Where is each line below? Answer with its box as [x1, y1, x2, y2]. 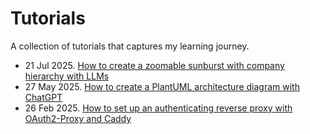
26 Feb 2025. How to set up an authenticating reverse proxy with [24, 102, 293, 114]
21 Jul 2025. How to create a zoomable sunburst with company [24, 59, 285, 71]
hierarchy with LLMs [24, 70, 110, 82]
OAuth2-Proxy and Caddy [24, 112, 132, 124]
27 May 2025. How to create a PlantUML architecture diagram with [24, 80, 300, 92]
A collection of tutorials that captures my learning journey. [10, 40, 250, 52]
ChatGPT [24, 91, 63, 103]
